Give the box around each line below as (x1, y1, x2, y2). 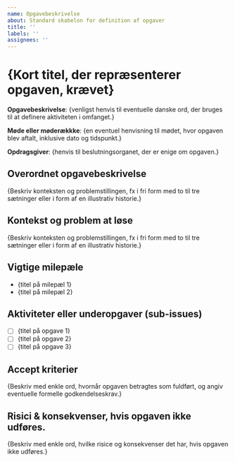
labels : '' (7, 30, 39, 37)
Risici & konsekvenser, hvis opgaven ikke (7, 410, 191, 422)
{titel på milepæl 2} (17, 287, 73, 296)
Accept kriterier (7, 363, 79, 375)
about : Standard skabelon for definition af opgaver (7, 17, 165, 24)
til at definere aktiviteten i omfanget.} (7, 113, 115, 121)
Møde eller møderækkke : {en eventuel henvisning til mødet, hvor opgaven (7, 126, 224, 135)
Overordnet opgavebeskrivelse (7, 168, 146, 180)
